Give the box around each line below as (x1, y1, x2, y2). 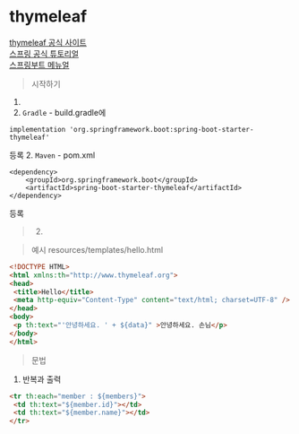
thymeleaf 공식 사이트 (9, 37, 87, 48)
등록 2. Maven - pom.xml (9, 150, 96, 161)
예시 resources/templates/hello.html (30, 244, 164, 255)
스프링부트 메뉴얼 (9, 59, 70, 70)
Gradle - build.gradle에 (21, 107, 107, 117)
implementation (9, 125, 66, 134)
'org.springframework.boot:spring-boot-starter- (69, 125, 254, 134)
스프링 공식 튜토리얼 (9, 48, 79, 59)
